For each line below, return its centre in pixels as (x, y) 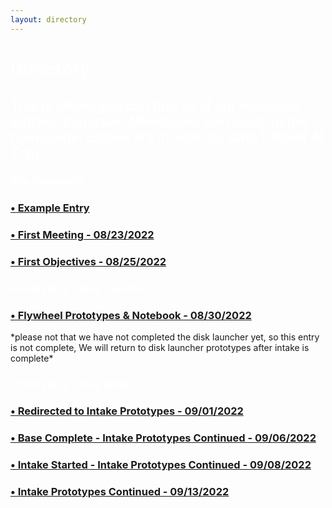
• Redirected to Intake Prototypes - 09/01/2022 (127, 411)
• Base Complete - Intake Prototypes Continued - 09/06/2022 (163, 438)
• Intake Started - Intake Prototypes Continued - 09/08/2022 (161, 464)
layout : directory (48, 19)
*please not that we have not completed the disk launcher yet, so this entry (165, 337)
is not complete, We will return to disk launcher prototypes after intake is (160, 348)
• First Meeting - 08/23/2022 (82, 234)
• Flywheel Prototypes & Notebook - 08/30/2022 (131, 315)
